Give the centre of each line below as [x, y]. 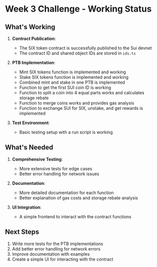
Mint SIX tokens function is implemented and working [72, 72]
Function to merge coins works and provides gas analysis [77, 103]
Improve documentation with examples [51, 254]
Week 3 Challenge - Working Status [78, 9]
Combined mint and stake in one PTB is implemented [72, 82]
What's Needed [29, 148]
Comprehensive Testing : [37, 159]
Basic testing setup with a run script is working [66, 132]
